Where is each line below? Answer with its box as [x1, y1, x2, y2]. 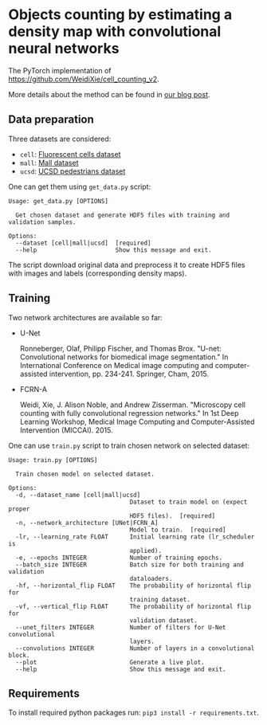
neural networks [8, 40, 120, 57]
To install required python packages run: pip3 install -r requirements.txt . [8, 707, 259, 718]
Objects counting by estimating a [8, 6, 233, 24]
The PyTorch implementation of [8, 65, 112, 75]
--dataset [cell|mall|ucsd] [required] [15, 239, 151, 247]
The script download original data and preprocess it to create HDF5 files [8, 260, 245, 269]
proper [8, 504, 30, 513]
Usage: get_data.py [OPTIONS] [8, 197, 109, 205]
